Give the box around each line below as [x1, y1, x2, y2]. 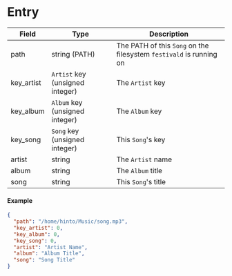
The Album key [116, 106, 162, 116]
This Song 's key [116, 135, 166, 144]
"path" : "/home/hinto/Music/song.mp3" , [13, 218, 128, 225]
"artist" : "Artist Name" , [13, 244, 88, 250]
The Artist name [116, 155, 173, 164]
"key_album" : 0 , [13, 230, 60, 238]
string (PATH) [51, 49, 95, 59]
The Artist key [116, 77, 166, 87]
